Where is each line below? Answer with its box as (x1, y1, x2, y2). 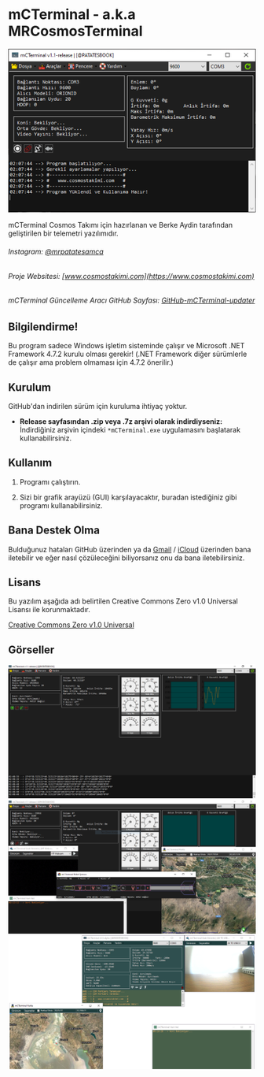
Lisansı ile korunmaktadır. (8, 605, 90, 615)
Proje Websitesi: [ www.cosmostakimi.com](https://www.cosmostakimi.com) (8, 271, 255, 280)
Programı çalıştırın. (19, 477, 81, 486)
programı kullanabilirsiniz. (19, 500, 104, 510)
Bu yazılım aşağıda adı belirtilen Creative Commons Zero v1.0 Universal (8, 596, 238, 606)
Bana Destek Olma (8, 524, 101, 537)
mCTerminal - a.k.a (8, 6, 136, 24)
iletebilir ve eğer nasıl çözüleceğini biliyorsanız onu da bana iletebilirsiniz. (8, 553, 245, 563)
